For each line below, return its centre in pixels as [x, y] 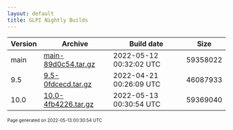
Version [24, 44]
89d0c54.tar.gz [70, 64]
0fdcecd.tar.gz [68, 84]
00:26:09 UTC [137, 84]
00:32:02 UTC [137, 64]
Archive [75, 44]
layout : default [31, 14]
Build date [146, 44]
